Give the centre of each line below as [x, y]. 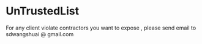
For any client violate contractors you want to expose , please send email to [101, 28]
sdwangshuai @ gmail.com [40, 34]
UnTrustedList [43, 11]
